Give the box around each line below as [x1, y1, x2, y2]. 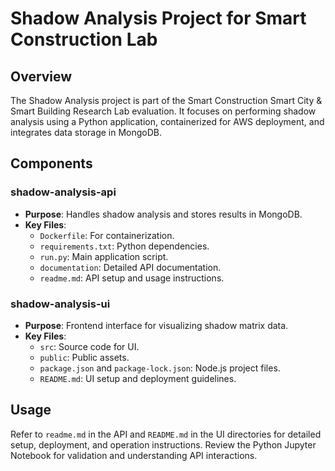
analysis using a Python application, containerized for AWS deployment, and [10, 116, 325, 127]
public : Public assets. [39, 351, 130, 363]
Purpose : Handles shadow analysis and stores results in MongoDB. [24, 208, 303, 220]
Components [10, 155, 93, 172]
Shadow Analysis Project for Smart [10, 7, 307, 30]
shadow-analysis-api [10, 185, 117, 199]
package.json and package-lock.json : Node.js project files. [39, 362, 281, 374]
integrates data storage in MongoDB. [10, 127, 163, 138]
